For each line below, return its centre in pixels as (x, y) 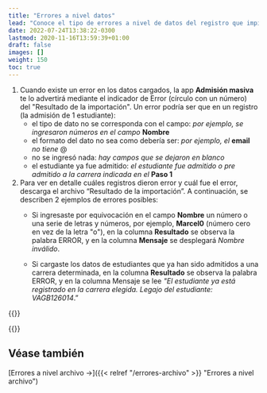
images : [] (26, 52)
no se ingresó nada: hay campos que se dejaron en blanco (128, 157)
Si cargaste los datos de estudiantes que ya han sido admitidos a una (145, 264)
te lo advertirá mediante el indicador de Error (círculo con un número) (133, 98)
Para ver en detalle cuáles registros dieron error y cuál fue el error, (129, 183)
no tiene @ (49, 148)
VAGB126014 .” (55, 298)
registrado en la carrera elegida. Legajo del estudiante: (122, 289)
